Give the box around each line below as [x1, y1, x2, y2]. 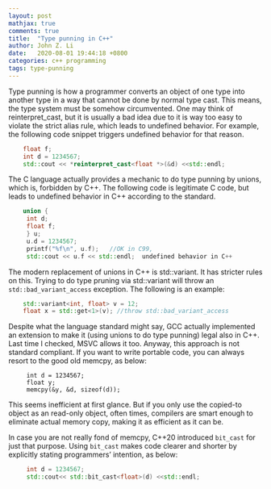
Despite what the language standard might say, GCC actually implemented [8, 322, 256, 332]
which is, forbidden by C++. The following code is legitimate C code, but [8, 183, 249, 193]
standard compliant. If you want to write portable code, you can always [8, 348, 244, 357]
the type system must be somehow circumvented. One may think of [8, 103, 234, 113]
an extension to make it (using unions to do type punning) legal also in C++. [8, 330, 260, 340]
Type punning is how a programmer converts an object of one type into [8, 86, 245, 96]
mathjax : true [8, 19, 56, 27]
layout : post [8, 11, 52, 20]
